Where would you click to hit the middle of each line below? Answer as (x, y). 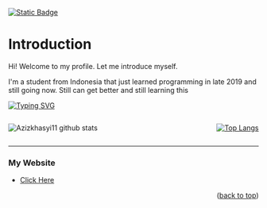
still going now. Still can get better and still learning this (99, 90)
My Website (32, 163)
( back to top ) (238, 195)
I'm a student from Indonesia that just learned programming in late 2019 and (132, 81)
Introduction (50, 44)
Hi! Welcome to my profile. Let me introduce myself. (93, 66)
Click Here (37, 180)
